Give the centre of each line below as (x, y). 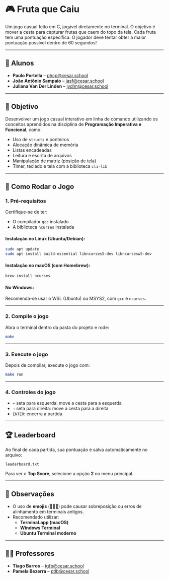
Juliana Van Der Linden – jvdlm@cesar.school (60, 86)
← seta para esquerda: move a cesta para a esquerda (67, 403)
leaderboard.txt (22, 464)
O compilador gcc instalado (40, 222)
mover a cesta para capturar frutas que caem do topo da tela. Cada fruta (80, 32)
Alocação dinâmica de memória (45, 145)
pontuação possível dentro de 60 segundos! (51, 42)
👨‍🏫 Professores (30, 554)
